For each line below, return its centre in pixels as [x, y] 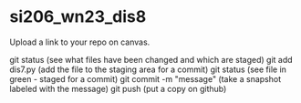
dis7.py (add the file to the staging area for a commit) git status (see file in [148, 69]
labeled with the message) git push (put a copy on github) [118, 88]
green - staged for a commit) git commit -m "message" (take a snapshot [145, 78]
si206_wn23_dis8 [78, 17]
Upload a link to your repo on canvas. [80, 42]
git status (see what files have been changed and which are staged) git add [151, 59]
